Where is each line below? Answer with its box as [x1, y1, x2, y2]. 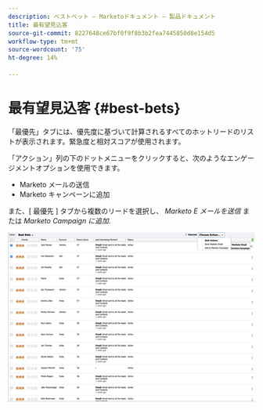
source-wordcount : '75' [8, 45, 86, 54]
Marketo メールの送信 [19, 180, 90, 189]
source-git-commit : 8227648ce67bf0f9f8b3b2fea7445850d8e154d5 [8, 29, 215, 37]
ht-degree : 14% [8, 54, 58, 62]
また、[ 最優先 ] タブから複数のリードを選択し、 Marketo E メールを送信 [8, 206, 241, 216]
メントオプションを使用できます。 [14, 163, 124, 172]
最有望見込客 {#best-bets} [8, 100, 182, 118]
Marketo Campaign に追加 [23, 216, 110, 225]
